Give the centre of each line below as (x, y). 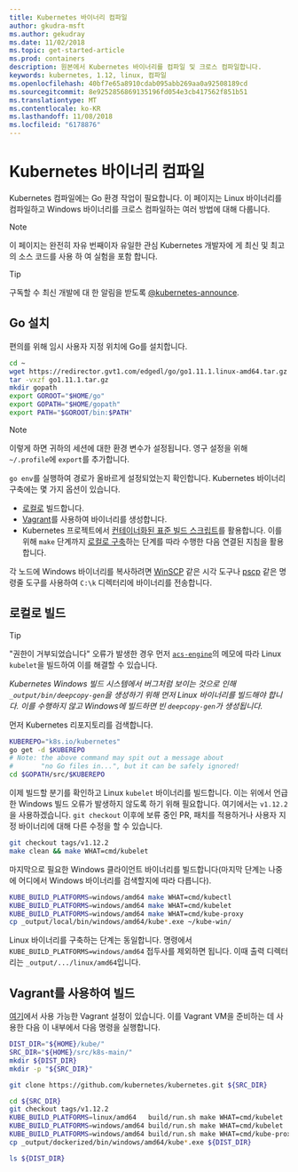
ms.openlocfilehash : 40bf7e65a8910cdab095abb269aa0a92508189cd (129, 84)
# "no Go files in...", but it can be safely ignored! (125, 767)
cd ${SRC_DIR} (35, 1101)
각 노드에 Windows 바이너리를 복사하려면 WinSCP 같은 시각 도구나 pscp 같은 (143, 571)
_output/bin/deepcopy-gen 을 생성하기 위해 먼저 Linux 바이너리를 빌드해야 (137, 694)
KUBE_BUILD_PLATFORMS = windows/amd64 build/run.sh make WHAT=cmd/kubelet (146, 1126)
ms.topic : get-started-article (67, 51)
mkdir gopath (33, 388)
